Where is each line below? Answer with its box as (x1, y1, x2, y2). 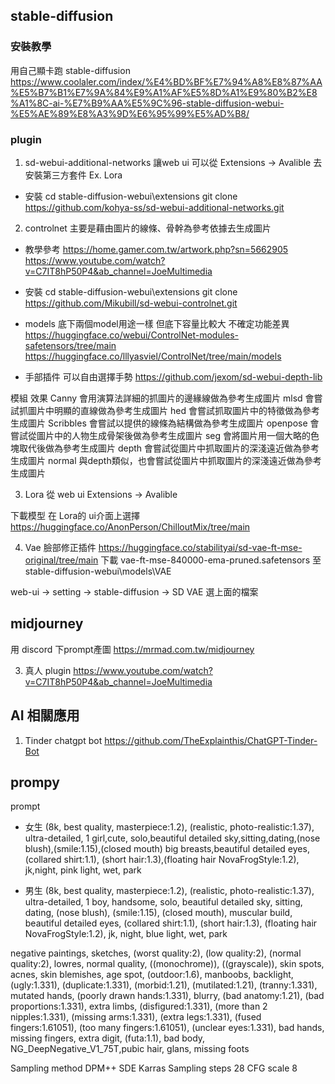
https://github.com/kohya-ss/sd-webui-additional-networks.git (24, 201, 285, 213)
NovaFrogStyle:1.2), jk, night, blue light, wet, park (24, 928, 228, 940)
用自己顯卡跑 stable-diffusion (10, 64, 131, 76)
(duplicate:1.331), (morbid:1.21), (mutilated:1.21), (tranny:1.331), (61, 979, 318, 991)
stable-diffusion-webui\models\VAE (24, 565, 172, 577)
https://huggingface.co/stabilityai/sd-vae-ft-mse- (98, 541, 303, 553)
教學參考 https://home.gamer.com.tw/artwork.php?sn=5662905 (24, 243, 289, 255)
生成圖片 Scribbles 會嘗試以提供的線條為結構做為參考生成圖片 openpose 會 (10, 417, 320, 429)
